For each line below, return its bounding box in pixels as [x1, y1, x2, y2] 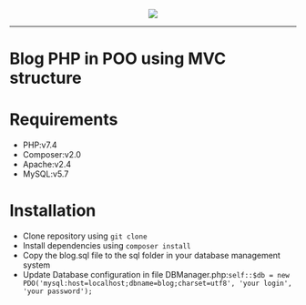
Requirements [9, 109, 118, 130]
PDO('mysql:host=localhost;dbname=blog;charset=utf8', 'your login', [22, 279, 293, 289]
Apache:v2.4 [22, 159, 71, 170]
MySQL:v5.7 [22, 168, 69, 179]
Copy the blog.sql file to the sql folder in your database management [22, 250, 280, 261]
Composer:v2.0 [22, 149, 82, 160]
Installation [9, 200, 97, 221]
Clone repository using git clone [22, 230, 148, 241]
